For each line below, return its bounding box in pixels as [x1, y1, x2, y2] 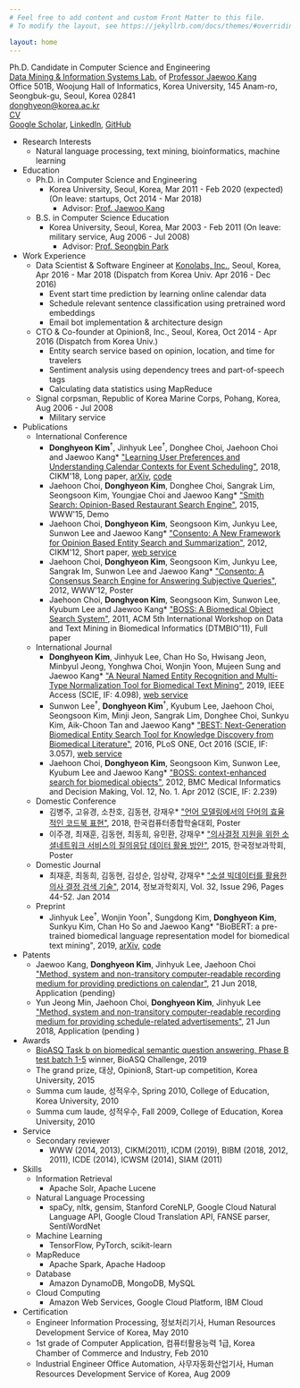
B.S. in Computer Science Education [35, 212, 170, 224]
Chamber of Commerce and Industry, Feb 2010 [35, 1348, 209, 1358]
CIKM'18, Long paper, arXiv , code [48, 471, 172, 481]
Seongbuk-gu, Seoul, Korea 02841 [9, 90, 136, 101]
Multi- [255, 670, 279, 681]
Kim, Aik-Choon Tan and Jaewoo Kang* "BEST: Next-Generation [48, 720, 287, 730]
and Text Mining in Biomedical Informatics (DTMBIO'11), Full [48, 623, 268, 634]
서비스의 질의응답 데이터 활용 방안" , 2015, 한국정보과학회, [87, 839, 287, 850]
